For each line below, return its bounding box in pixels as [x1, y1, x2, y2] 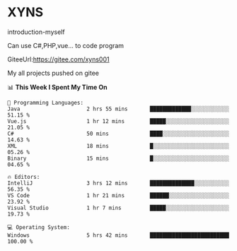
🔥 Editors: [7, 173, 40, 180]
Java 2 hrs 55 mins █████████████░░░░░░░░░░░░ [7, 105, 230, 112]
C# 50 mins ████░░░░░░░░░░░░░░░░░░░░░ [7, 130, 230, 137]
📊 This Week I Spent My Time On [7, 83, 108, 91]
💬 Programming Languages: [7, 99, 83, 106]
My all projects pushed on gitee [7, 69, 99, 77]
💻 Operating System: [7, 223, 71, 230]
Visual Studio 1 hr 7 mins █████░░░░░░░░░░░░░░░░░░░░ [7, 204, 230, 211]
